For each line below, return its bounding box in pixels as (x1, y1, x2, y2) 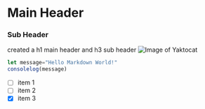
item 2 (17, 86, 37, 95)
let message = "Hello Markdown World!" (7, 59, 118, 66)
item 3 (17, 94, 37, 103)
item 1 (17, 78, 35, 87)
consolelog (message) (7, 66, 68, 73)
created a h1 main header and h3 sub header (7, 45, 137, 54)
